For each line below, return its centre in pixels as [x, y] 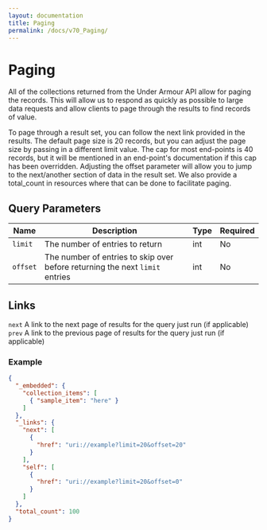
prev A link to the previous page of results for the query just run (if [116, 333]
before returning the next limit [103, 267]
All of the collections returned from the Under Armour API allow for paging [130, 92]
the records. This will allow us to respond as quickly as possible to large [126, 100]
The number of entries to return [104, 244]
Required [237, 231]
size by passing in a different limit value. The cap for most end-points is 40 [131, 150]
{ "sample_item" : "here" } [74, 400]
